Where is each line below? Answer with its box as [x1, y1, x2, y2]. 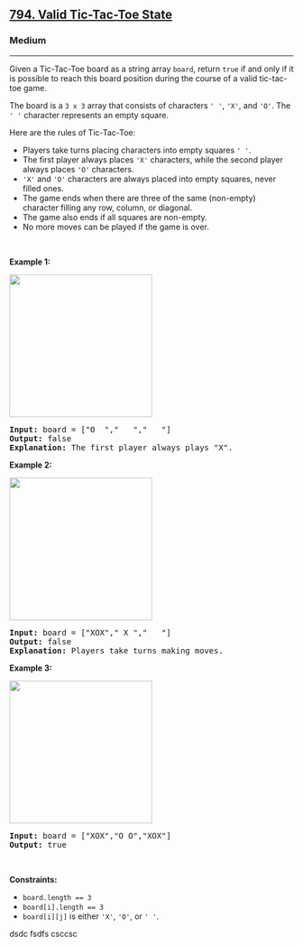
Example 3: [9, 663, 52, 673]
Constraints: [9, 874, 58, 885]
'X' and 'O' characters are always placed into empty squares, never [22, 173, 277, 184]
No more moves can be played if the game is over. [22, 221, 210, 232]
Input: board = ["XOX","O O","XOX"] [9, 830, 171, 840]
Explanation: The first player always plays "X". [9, 442, 234, 452]
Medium [9, 34, 47, 47]
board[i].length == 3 [22, 903, 104, 912]
